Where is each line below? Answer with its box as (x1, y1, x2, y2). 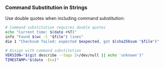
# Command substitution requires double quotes (5, 25, 106, 30)
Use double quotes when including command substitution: (5, 15, 125, 21)
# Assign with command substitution (5, 48, 81, 53)
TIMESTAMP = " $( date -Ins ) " (5, 57, 59, 62)
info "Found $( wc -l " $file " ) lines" (5, 34, 84, 39)
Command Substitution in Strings (5, 4, 88, 11)
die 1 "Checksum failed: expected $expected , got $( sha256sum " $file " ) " (5, 39, 160, 44)
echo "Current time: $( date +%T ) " (5, 29, 77, 35)
